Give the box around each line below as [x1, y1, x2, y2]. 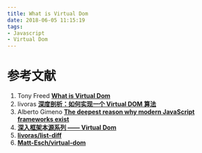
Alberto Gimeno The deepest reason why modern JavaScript [17, 108, 195, 116]
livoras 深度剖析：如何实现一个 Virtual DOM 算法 [17, 100, 156, 108]
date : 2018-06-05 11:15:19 [7, 17, 85, 24]
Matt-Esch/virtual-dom [17, 138, 86, 147]
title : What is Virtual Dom [7, 10, 89, 17]
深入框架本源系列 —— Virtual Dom [17, 123, 117, 132]
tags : [7, 23, 23, 30]
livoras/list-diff [17, 131, 62, 140]
